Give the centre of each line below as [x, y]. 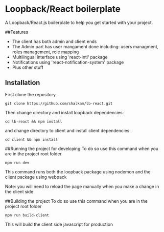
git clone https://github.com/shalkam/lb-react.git [59, 104]
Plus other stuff [28, 67]
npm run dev [17, 163]
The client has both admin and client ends [54, 41]
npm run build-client [27, 215]
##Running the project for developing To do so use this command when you [82, 148]
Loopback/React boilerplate [63, 9]
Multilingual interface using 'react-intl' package [60, 57]
